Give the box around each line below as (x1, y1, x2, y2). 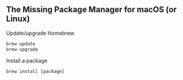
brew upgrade (6, 46, 38, 52)
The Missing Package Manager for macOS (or (6, 5, 177, 15)
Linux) (6, 14, 30, 24)
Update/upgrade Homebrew (6, 29, 75, 36)
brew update (6, 41, 35, 46)
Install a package (6, 57, 48, 64)
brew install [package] (6, 68, 65, 74)
